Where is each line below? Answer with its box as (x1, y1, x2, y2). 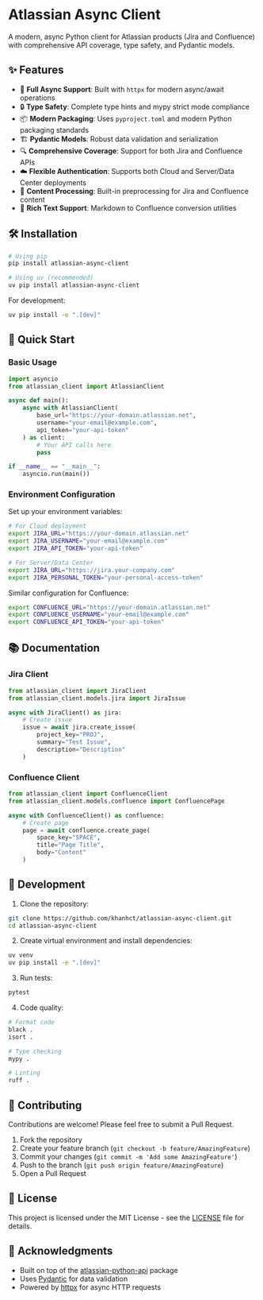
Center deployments (19, 177, 87, 188)
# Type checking (8, 1047, 62, 1055)
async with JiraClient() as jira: (8, 709, 123, 717)
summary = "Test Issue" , (36, 738, 112, 746)
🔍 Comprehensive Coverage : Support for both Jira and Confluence (19, 145, 243, 156)
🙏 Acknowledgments (8, 1244, 113, 1258)
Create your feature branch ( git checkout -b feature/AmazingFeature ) (19, 1143, 251, 1153)
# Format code (8, 1019, 55, 1027)
